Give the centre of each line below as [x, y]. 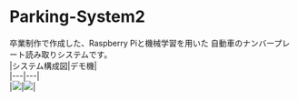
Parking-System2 [77, 17]
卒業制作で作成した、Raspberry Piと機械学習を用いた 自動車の [126, 43]
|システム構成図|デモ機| [53, 66]
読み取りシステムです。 [69, 54]
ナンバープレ [266, 43]
